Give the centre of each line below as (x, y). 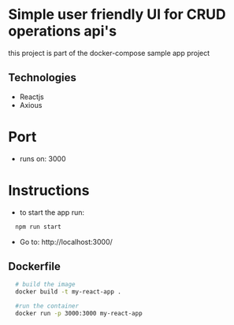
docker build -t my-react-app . (69, 292)
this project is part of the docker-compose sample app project (109, 53)
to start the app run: (52, 212)
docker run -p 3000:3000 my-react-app (79, 313)
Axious (31, 105)
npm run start (38, 227)
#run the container (47, 306)
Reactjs (32, 97)
